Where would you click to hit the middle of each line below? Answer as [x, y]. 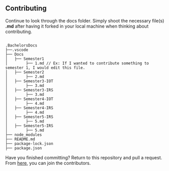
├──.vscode [17, 50]
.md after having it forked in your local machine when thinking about [77, 26]
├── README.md [20, 139]
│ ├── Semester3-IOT [29, 81]
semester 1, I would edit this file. [45, 68]
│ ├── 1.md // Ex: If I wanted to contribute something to [77, 63]
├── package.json [24, 148]
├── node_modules [24, 135]
